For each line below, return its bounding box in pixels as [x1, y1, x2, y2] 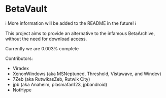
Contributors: [5, 55, 33, 61]
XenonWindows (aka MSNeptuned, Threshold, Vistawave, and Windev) [12, 71, 161, 77]
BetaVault [5, 3, 47, 15]
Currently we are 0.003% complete [5, 45, 79, 51]
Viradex [12, 65, 29, 71]
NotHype [12, 87, 32, 93]
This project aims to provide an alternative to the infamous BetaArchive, [5, 30, 155, 36]
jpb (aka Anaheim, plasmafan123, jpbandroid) [12, 81, 108, 87]
